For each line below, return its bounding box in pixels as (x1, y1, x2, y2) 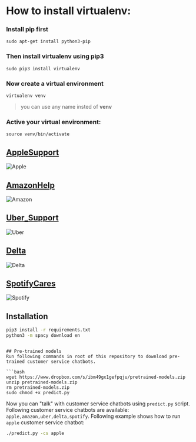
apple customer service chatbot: (6, 419, 85, 426)
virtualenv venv (6, 93, 46, 99)
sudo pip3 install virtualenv (6, 66, 81, 71)
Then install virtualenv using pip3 (6, 52, 104, 60)
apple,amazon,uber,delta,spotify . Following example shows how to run (6, 412, 181, 420)
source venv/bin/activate (6, 131, 69, 137)
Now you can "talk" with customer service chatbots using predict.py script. (6, 400, 190, 407)
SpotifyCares (6, 279, 56, 289)
